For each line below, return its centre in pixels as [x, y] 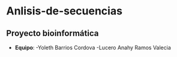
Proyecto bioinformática [52, 33]
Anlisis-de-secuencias [64, 11]
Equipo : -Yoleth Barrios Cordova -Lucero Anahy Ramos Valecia [93, 47]
